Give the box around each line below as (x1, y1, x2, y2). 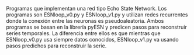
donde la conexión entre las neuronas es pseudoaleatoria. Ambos (6, 18, 164, 24)
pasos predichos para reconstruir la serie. (6, 42, 107, 49)
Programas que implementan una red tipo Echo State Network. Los (6, 5, 167, 12)
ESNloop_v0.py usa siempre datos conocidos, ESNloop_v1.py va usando (6, 36, 179, 43)
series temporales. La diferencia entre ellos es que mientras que (6, 30, 161, 37)
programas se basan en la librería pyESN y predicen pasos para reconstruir (6, 23, 187, 30)
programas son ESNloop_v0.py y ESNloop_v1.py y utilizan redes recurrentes (6, 11, 188, 18)
